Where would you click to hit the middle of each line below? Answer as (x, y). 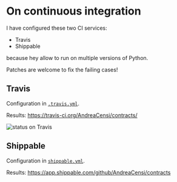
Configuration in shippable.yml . (45, 160)
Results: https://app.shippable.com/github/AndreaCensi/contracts (88, 172)
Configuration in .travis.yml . (43, 103)
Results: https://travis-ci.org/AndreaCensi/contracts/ (72, 115)
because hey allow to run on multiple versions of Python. (77, 58)
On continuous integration (74, 11)
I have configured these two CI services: (57, 28)
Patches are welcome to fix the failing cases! (62, 69)
